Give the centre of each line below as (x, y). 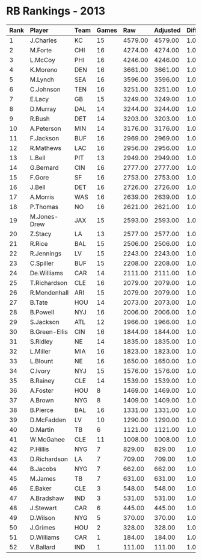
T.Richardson (49, 283)
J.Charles (43, 40)
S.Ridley (41, 342)
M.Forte (41, 50)
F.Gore (39, 177)
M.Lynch (42, 80)
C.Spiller (42, 263)
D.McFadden (48, 420)
